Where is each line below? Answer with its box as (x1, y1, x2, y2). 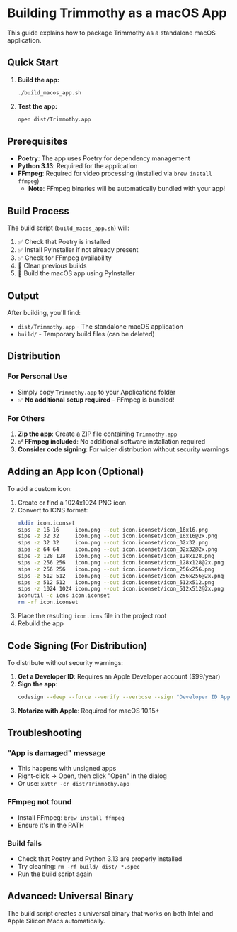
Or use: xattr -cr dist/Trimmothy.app (17, 779, 129, 788)
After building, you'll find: (7, 308, 81, 317)
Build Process (7, 204, 69, 217)
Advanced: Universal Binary (7, 890, 134, 902)
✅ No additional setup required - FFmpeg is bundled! (17, 395, 175, 404)
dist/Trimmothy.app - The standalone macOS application (17, 322, 184, 331)
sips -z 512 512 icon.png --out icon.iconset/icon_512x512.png (17, 579, 214, 586)
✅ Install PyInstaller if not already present (17, 246, 139, 254)
